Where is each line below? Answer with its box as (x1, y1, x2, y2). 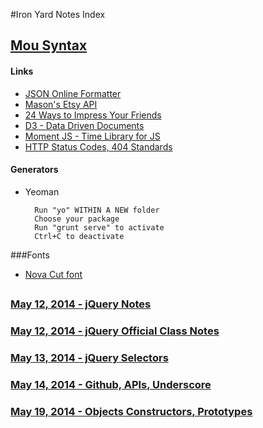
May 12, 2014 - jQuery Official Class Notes (10, 324, 220, 338)
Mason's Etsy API (24, 98, 98, 110)
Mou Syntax (10, 37, 88, 54)
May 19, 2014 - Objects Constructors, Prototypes (10, 404, 253, 418)
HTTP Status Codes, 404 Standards (24, 140, 173, 153)
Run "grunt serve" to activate (34, 222, 165, 233)
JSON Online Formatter (24, 87, 122, 99)
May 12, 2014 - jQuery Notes (10, 297, 152, 311)
